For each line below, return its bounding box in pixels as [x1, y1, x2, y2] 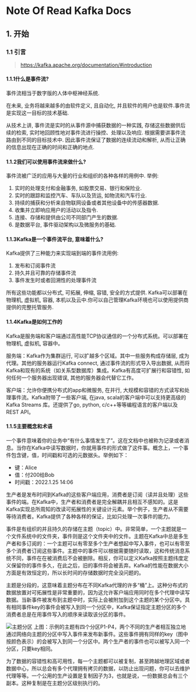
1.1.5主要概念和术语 [6, 423, 52, 430]
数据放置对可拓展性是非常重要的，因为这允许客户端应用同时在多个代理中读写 [6, 589, 190, 596]
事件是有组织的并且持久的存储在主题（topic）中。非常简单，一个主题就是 [6, 525, 182, 532]
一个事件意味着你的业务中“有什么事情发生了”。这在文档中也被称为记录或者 [6, 437, 185, 444]
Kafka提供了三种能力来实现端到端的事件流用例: [6, 250, 119, 257]
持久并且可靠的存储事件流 [14, 269, 76, 276]
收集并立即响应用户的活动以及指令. [14, 206, 98, 214]
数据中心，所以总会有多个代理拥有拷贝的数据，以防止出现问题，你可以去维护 [6, 665, 190, 672]
